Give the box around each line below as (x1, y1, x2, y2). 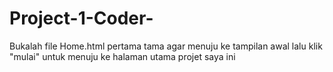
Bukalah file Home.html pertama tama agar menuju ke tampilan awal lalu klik (9, 40, 323, 52)
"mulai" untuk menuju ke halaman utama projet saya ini (9, 50, 236, 62)
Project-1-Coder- (9, 7, 154, 30)
